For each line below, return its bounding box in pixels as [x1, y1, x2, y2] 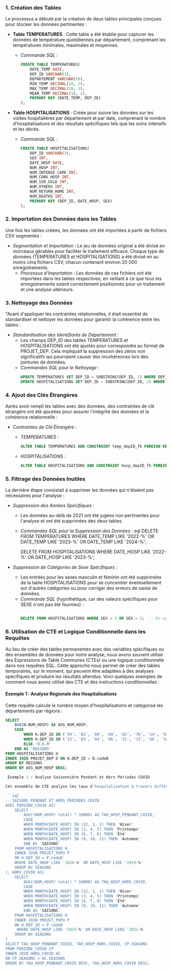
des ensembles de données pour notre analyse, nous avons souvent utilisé [5, 652, 163, 658]
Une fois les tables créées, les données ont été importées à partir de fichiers [5, 227, 167, 233]
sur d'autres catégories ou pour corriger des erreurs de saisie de [20, 585, 158, 591]
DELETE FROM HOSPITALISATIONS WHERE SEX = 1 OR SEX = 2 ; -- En [20, 616, 161, 621]
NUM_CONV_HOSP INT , [30, 174, 72, 180]
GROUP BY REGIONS [5, 761, 42, 766]
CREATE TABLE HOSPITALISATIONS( [20, 146, 90, 151]
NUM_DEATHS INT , [30, 193, 64, 199]
